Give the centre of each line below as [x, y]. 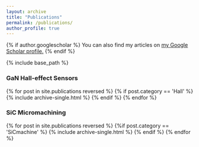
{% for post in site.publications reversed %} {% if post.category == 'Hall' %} [100, 91]
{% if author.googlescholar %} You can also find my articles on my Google [97, 45]
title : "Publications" [34, 17]
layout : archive [26, 12]
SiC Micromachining [36, 113]
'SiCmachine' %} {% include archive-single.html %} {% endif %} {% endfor [99, 132]
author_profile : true [33, 28]
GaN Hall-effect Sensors [42, 78]
